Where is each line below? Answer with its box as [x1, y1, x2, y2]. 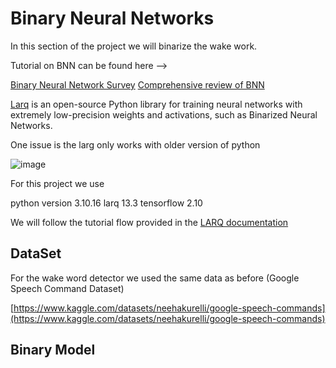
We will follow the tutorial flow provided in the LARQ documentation [10, 216, 289, 228]
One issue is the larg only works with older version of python [10, 138, 261, 151]
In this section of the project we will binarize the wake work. [10, 40, 258, 52]
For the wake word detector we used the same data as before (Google [10, 272, 300, 284]
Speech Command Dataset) [10, 282, 125, 294]
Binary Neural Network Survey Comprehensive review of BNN [10, 78, 265, 91]
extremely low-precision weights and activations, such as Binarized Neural [10, 108, 318, 121]
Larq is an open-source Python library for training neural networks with [10, 98, 303, 110]
